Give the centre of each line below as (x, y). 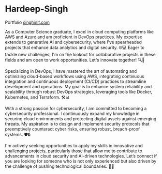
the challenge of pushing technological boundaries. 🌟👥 (60, 166)
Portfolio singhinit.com (27, 22)
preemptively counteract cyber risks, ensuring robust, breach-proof (73, 129)
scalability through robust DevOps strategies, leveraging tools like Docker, (79, 92)
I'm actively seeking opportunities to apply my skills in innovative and (74, 145)
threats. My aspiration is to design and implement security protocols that (77, 124)
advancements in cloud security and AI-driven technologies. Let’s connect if (81, 156)
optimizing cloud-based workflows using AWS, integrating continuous (74, 76)
